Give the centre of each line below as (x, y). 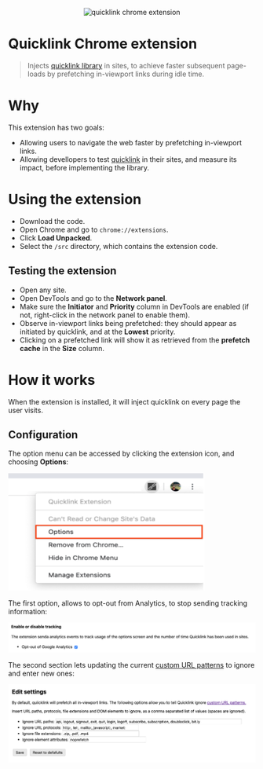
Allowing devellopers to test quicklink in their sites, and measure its (128, 159)
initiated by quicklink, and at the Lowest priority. (97, 331)
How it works (52, 380)
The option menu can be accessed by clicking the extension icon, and (121, 454)
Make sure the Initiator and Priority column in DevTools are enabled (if (134, 306)
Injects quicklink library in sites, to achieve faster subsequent (126, 65)
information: (28, 612)
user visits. (26, 410)
